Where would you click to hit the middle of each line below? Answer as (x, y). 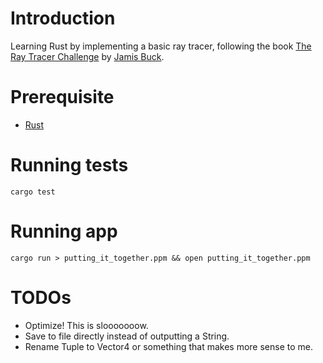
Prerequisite (62, 97)
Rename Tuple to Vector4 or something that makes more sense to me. (168, 346)
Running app (64, 231)
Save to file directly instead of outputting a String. (127, 336)
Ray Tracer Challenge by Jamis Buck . (87, 56)
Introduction (63, 18)
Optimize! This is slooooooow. (86, 325)
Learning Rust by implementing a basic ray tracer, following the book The (161, 46)
